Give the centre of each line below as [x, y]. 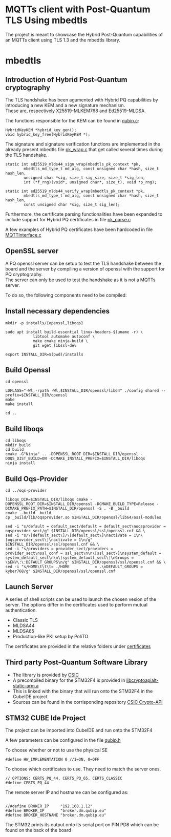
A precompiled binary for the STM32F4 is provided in [69, 680]
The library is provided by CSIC [46, 675]
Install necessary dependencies [58, 311]
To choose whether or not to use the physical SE [57, 750]
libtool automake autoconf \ [64, 337]
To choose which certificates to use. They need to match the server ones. [83, 769]
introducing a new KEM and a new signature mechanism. [65, 105]
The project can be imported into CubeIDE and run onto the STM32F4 [79, 730]
